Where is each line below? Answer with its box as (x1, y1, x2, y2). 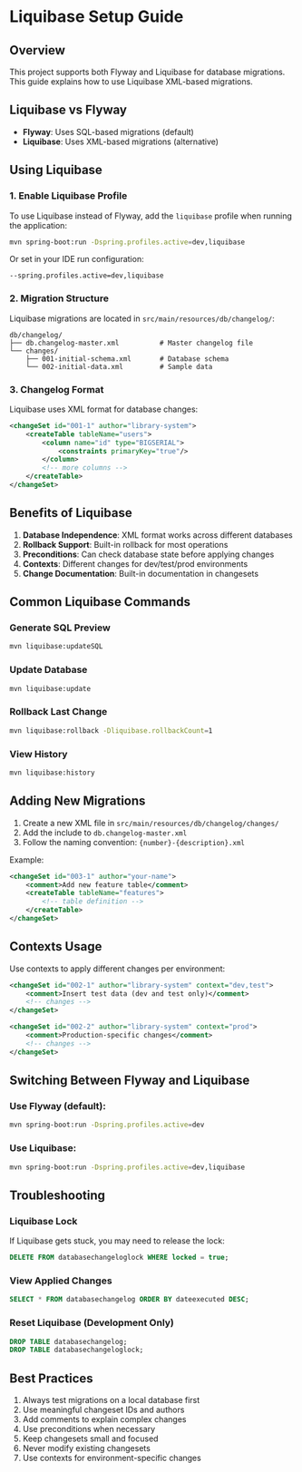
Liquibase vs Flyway (9, 102, 127, 118)
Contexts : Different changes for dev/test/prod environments (22, 558, 248, 569)
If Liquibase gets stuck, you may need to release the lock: (9, 1235, 225, 1246)
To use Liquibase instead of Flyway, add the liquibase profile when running (9, 210, 293, 221)
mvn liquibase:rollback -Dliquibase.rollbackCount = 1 (9, 726, 213, 736)
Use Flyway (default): (9, 1100, 106, 1113)
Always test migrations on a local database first (22, 1395, 200, 1406)
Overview (9, 43, 66, 58)
